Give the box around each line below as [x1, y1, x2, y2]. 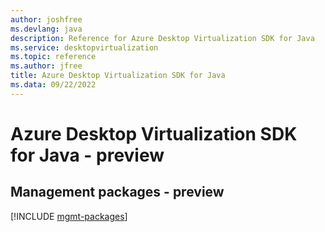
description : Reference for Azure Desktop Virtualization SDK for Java [10, 33, 315, 43]
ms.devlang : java [10, 24, 83, 34]
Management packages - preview [10, 184, 225, 201]
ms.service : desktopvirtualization [10, 42, 159, 53]
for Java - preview [10, 144, 165, 166]
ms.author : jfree [10, 61, 83, 71]
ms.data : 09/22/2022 [10, 80, 97, 90]
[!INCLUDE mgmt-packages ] [10, 210, 128, 222]
